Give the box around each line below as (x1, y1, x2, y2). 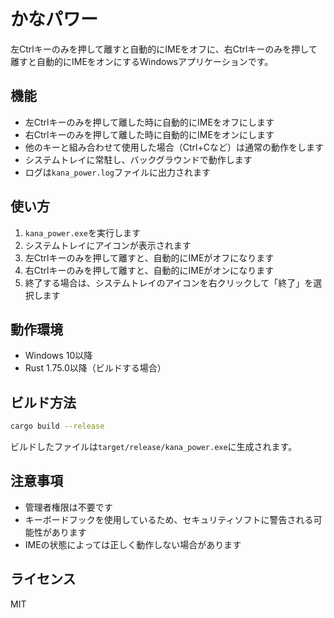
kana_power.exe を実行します (24, 226, 142, 239)
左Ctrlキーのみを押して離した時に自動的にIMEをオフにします (24, 116, 275, 128)
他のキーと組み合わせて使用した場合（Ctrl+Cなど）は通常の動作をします (24, 141, 324, 153)
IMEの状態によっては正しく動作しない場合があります (24, 538, 242, 550)
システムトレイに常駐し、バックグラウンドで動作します (24, 153, 253, 165)
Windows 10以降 (24, 350, 93, 362)
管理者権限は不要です (24, 501, 113, 513)
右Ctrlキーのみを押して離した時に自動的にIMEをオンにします (24, 128, 275, 140)
